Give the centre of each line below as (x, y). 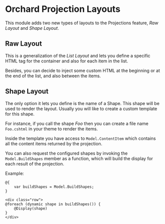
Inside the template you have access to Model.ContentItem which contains (81, 138)
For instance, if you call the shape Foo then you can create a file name (77, 123)
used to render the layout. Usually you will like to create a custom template (81, 109)
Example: (15, 173)
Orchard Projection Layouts (63, 9)
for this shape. (20, 114)
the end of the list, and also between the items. (53, 76)
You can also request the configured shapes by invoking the (66, 153)
